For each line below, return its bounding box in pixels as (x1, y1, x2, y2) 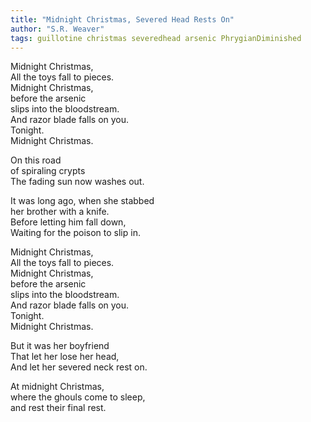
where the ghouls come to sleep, (10, 391, 146, 403)
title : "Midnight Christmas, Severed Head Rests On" (10, 14, 235, 25)
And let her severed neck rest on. (10, 361, 148, 373)
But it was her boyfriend (10, 340, 110, 352)
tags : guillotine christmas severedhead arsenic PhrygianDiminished (10, 33, 302, 43)
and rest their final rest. (10, 402, 107, 414)
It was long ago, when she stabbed (10, 195, 155, 207)
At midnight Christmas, (10, 381, 105, 393)
